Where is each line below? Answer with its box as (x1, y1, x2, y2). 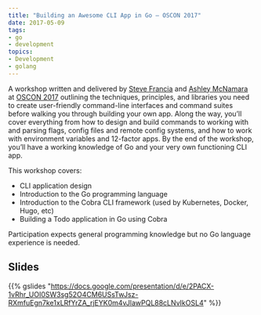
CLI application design (19, 181, 92, 190)
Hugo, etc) (19, 205, 54, 215)
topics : (8, 48, 34, 56)
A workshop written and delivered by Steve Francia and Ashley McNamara (8, 84, 248, 93)
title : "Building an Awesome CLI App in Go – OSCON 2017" (8, 11, 201, 20)
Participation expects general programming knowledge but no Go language (8, 229, 251, 239)
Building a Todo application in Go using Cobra (19, 214, 168, 223)
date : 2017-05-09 (8, 19, 65, 27)
